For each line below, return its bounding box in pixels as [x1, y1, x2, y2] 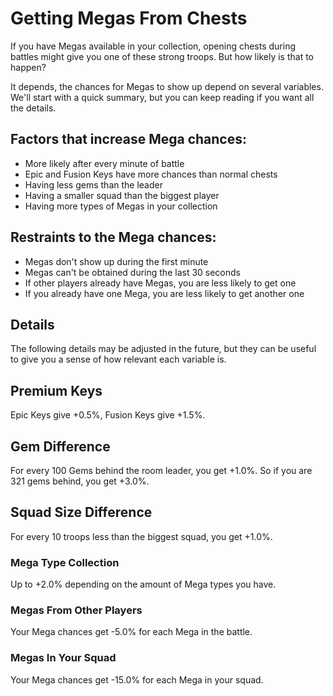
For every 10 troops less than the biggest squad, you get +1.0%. [10, 530, 273, 542]
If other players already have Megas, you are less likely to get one [24, 277, 297, 289]
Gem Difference [10, 438, 111, 455]
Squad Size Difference [10, 504, 153, 521]
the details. [10, 102, 57, 114]
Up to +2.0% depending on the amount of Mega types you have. [10, 578, 277, 591]
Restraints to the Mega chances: [10, 229, 217, 246]
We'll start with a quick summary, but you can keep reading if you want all [10, 91, 315, 103]
